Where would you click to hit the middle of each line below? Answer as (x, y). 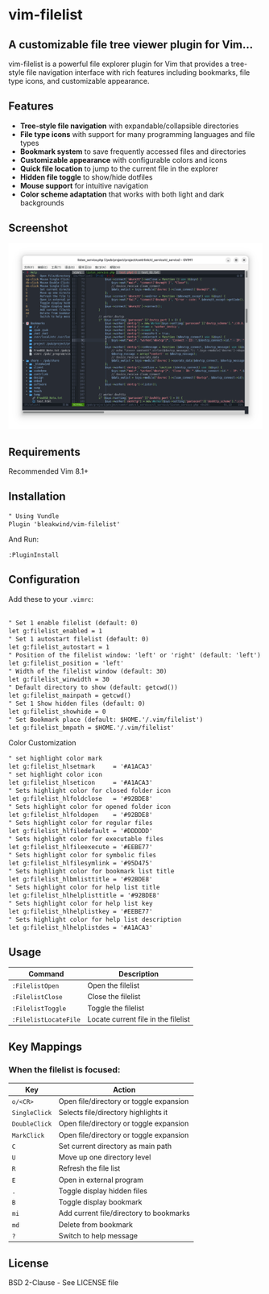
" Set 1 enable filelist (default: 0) (73, 623)
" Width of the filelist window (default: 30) (88, 671)
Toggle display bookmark (100, 1202)
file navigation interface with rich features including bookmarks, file (138, 73)
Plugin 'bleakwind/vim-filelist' (64, 524)
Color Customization (42, 742)
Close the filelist (114, 997)
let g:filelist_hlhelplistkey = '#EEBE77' (81, 911)
